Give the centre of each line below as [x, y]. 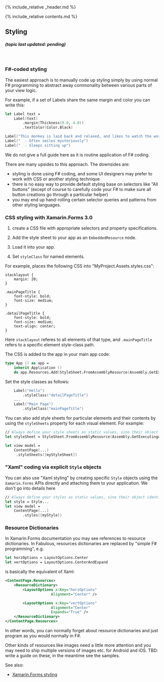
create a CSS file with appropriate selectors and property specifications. [85, 228]
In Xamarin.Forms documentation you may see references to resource [75, 538]
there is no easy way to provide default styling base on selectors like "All [85, 184]
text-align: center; [35, 326]
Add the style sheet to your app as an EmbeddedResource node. [74, 238]
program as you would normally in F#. [43, 636]
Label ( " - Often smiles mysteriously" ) [47, 141]
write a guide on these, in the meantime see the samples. [62, 656]
